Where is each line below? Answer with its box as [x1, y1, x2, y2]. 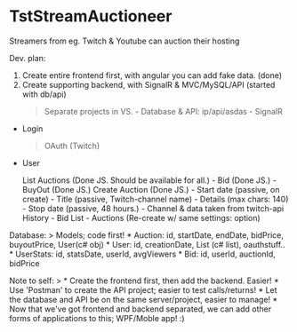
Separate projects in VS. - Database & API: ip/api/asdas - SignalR [44, 106, 283, 116]
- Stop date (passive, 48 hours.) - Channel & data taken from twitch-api [21, 202, 285, 214]
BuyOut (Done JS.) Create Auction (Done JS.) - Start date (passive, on [21, 184, 280, 194]
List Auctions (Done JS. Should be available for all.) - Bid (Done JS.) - [21, 175, 277, 186]
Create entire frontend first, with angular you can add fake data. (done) [21, 69, 283, 81]
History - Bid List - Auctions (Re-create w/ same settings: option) [21, 212, 261, 223]
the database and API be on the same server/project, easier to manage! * [9, 294, 278, 304]
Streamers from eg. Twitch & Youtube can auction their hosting [9, 36, 240, 46]
